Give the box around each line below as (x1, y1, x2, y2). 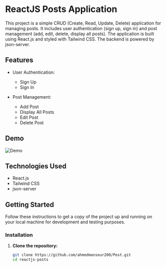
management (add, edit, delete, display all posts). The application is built (5, 31, 155, 37)
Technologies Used (5, 162, 66, 170)
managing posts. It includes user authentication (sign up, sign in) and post (5, 25, 158, 31)
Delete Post (19, 119, 44, 126)
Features (5, 56, 33, 65)
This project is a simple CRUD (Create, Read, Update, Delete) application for (5, 20, 162, 26)
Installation (5, 231, 33, 238)
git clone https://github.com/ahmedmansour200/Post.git (12, 252, 131, 257)
